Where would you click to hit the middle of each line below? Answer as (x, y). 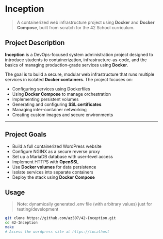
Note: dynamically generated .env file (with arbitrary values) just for (84, 204)
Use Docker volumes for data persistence (54, 167)
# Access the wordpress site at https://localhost (57, 232)
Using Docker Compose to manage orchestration (61, 94)
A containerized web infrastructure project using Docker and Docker (86, 22)
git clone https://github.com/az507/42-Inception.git (61, 218)
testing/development (38, 209)
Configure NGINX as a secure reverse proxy (56, 151)
